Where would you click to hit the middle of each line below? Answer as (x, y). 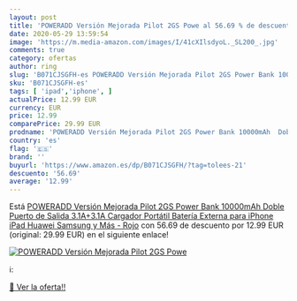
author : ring (33, 67)
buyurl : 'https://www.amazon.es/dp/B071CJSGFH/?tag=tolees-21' (128, 165)
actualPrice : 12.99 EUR (53, 99)
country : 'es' (35, 140)
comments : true (37, 50)
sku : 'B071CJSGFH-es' (49, 83)
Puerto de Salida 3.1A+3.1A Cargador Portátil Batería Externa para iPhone (141, 216)
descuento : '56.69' (45, 173)
